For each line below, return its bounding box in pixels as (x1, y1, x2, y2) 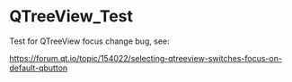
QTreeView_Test (9, 6, 133, 27)
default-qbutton (9, 62, 68, 73)
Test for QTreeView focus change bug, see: (9, 36, 170, 46)
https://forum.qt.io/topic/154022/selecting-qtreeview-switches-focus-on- (9, 53, 283, 63)
